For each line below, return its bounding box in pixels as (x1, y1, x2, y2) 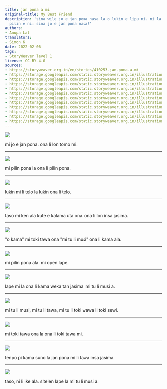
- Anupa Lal (5, 30, 30, 35)
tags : (5, 49, 16, 54)
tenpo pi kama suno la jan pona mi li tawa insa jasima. (5, 354, 115, 360)
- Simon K (5, 40, 26, 45)
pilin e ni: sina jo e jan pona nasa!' (9, 21, 92, 26)
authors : (5, 26, 23, 31)
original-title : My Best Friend (5, 12, 72, 17)
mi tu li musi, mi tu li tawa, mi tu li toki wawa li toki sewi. (5, 307, 118, 313)
